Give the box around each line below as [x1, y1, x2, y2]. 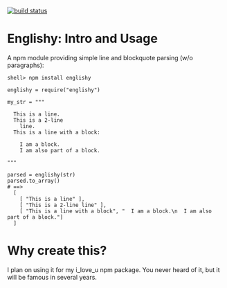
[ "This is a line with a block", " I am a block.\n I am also [19, 208, 212, 215]
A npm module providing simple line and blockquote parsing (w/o [7, 53, 194, 62]
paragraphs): [7, 61, 44, 69]
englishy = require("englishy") [7, 87, 100, 93]
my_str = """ [7, 98, 45, 105]
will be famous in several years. [7, 273, 97, 281]
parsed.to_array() [7, 177, 60, 184]
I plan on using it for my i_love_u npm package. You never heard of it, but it [7, 265, 220, 273]
